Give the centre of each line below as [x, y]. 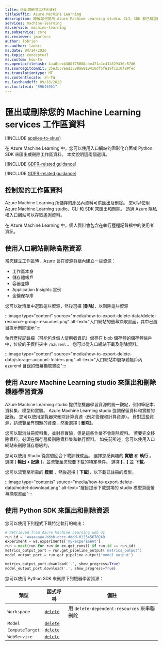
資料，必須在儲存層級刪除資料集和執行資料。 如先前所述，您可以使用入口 [82, 439]
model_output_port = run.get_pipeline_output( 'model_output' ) [69, 555]
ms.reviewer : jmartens [28, 37]
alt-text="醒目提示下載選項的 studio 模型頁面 [106, 488]
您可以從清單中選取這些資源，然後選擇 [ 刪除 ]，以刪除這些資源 [67, 306]
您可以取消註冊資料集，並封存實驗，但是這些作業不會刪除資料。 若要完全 [78, 433]
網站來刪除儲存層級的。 [28, 445]
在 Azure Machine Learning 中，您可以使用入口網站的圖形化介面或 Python [79, 148]
